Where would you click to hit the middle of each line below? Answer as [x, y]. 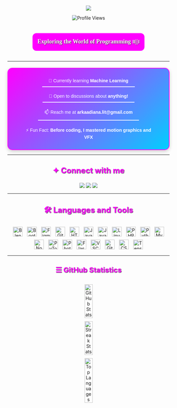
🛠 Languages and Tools [88, 210]
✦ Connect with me [88, 170]
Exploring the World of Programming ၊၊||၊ [88, 42]
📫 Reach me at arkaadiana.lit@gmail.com [88, 112]
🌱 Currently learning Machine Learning [88, 81]
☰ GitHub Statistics [88, 270]
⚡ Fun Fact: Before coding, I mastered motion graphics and [88, 130]
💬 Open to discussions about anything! [88, 96]
